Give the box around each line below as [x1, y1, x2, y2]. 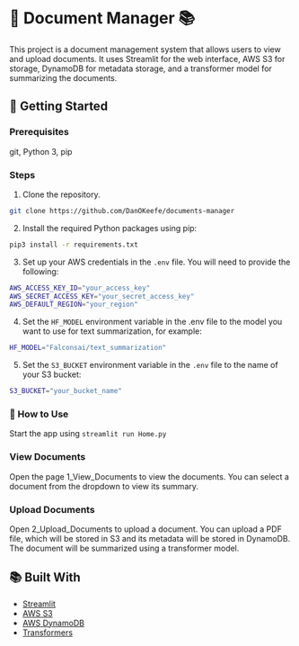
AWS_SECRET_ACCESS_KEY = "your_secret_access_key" [9, 292, 195, 301]
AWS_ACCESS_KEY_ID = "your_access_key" [9, 283, 151, 292]
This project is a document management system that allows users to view [9, 43, 281, 55]
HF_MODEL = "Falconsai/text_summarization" [9, 344, 167, 353]
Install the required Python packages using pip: [22, 222, 198, 233]
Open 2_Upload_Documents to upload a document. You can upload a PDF [9, 524, 283, 534]
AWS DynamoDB [22, 617, 85, 628]
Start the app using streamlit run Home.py [9, 428, 167, 439]
